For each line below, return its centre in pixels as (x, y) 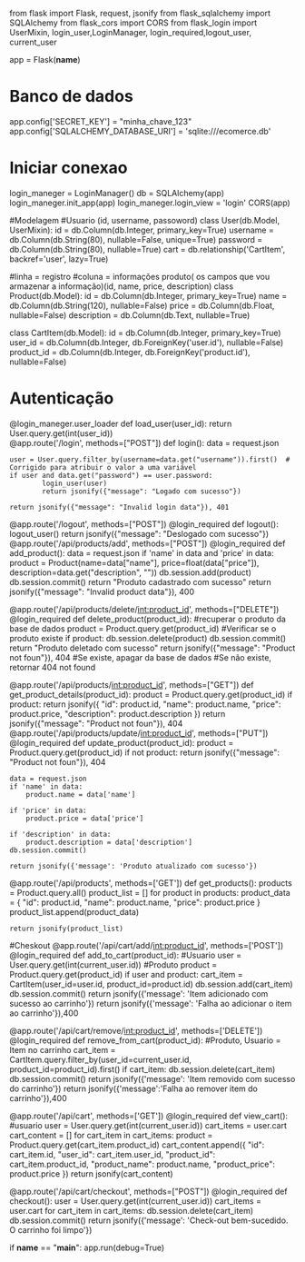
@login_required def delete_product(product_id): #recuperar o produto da (148, 619)
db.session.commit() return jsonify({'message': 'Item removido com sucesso (152, 1078)
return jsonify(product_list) (67, 929)
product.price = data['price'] (85, 818)
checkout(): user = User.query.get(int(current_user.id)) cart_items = (135, 1201)
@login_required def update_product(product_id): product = (122, 742)
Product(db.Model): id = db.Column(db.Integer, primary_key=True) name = (148, 295)
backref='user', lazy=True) (59, 259)
